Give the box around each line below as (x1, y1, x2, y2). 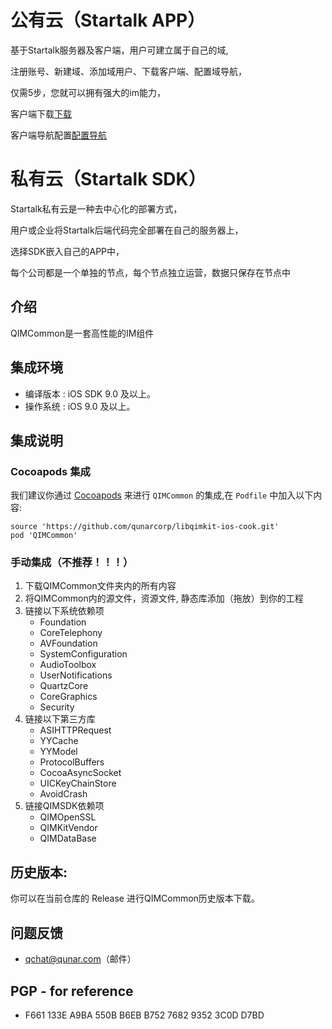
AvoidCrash (39, 788, 88, 800)
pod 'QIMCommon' (10, 531, 78, 541)
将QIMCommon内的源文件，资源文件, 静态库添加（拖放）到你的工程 (24, 592, 304, 605)
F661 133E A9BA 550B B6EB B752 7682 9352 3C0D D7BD (24, 1009, 265, 1021)
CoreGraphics (39, 691, 98, 703)
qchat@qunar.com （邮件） (24, 953, 137, 965)
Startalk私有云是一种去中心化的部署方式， (10, 202, 183, 215)
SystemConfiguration (39, 648, 128, 660)
